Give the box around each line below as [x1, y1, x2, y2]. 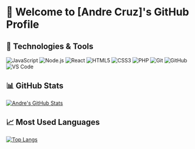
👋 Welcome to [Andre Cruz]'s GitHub [6, 5, 190, 19]
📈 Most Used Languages [6, 117, 100, 127]
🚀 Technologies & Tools [6, 41, 94, 51]
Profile [6, 18, 39, 31]
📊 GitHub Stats [6, 81, 64, 91]
